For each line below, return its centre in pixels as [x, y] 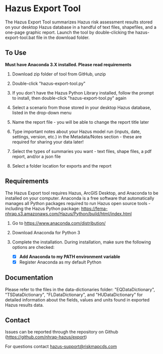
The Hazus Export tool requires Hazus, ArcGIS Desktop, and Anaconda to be [82, 193]
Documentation [29, 278]
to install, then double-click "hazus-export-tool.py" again [69, 98]
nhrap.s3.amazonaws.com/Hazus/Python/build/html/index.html [69, 214]
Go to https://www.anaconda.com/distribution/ [59, 223]
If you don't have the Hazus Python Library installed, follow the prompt [83, 93]
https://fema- [94, 208]
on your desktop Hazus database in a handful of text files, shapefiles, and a [81, 27]
